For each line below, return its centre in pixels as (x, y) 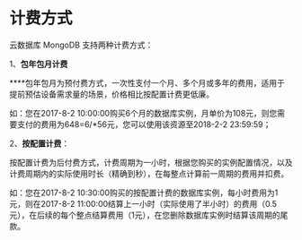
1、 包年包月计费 (39, 64)
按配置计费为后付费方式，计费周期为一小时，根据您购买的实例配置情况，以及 (151, 162)
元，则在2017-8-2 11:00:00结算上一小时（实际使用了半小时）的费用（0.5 (143, 203)
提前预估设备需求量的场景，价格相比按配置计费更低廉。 (111, 94)
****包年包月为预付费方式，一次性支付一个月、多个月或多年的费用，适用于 (147, 82)
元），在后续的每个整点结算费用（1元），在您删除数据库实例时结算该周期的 (145, 215)
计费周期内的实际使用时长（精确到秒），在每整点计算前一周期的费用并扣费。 (149, 173)
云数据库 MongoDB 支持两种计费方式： (81, 45)
